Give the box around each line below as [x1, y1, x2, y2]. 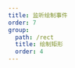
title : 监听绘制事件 [8, 11, 68, 20]
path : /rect [15, 33, 55, 41]
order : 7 [8, 19, 37, 27]
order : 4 [15, 48, 44, 55]
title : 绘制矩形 [15, 41, 64, 48]
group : [8, 26, 30, 34]
